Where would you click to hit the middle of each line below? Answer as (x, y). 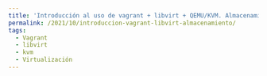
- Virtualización (44, 60)
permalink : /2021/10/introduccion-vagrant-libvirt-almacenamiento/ (122, 23)
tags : (17, 30)
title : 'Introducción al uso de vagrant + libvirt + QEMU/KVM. (115, 15)
